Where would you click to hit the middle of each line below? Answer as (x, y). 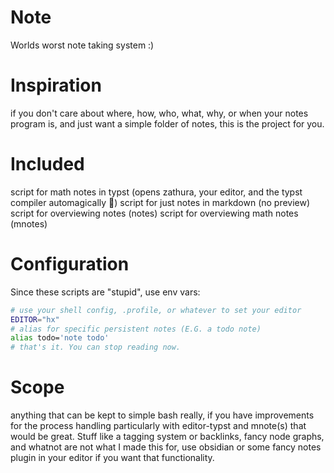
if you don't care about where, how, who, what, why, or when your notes (159, 113)
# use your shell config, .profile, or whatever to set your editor (156, 310)
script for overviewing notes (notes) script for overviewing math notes (154, 213)
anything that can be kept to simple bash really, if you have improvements (162, 415)
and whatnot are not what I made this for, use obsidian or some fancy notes (166, 447)
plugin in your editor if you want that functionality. (112, 458)
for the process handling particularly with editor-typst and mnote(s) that (158, 426)
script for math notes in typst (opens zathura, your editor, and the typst (156, 192)
